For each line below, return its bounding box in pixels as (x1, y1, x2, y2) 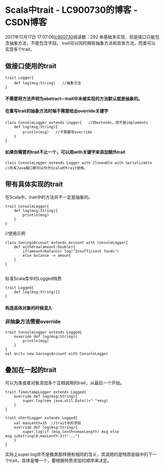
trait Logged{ (5, 285, 34, 290)
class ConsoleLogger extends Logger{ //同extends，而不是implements (5, 120, 148, 125)
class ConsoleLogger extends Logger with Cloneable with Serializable (5, 160, 152, 165)
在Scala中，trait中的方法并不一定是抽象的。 (5, 194, 93, 200)
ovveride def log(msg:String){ (14, 334, 78, 339)
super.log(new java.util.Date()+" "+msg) (23, 398, 109, 403)
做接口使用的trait (5, 62, 57, 70)
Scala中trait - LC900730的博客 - (5, 4, 138, 16)
